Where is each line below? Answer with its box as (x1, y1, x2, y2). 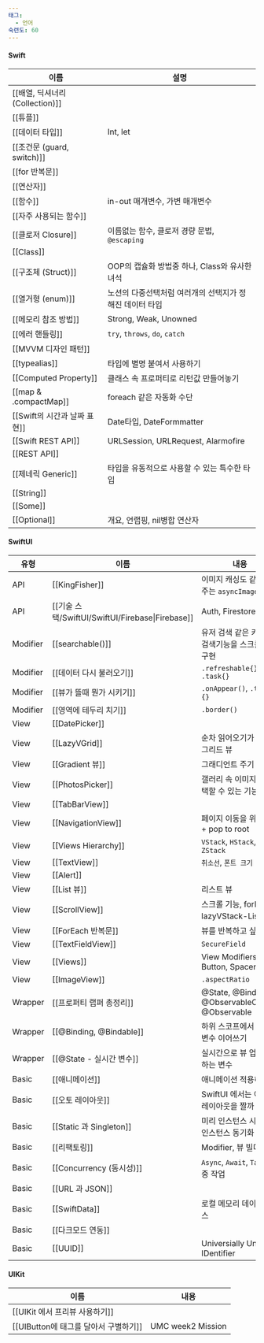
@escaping (107, 236, 144, 244)
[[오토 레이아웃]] (52, 1094, 110, 1105)
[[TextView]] (52, 856, 99, 867)
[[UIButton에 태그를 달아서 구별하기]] (12, 1321, 143, 1332)
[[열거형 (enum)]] (12, 293, 76, 304)
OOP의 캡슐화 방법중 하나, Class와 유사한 (107, 261, 252, 272)
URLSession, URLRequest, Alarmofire (107, 435, 245, 446)
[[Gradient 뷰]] (52, 759, 106, 770)
